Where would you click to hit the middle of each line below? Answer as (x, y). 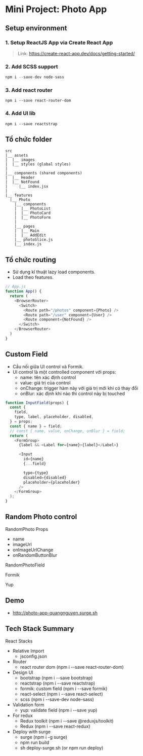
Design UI (23, 672)
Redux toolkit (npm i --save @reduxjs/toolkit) (67, 721)
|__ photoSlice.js (34, 240)
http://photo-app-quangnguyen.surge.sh (55, 613)
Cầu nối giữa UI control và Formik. (48, 367)
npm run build (35, 742)
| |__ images (20, 160)
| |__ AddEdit (30, 235)
